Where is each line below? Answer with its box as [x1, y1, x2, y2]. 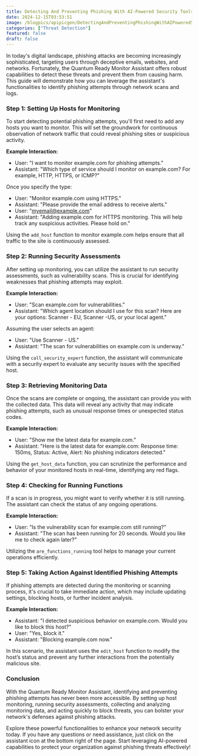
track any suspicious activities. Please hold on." [14, 220, 131, 227]
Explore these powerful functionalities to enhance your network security [6, 724, 181, 731]
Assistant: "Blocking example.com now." [14, 636, 113, 643]
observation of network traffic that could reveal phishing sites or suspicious [6, 130, 190, 137]
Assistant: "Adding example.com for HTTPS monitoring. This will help [14, 213, 183, 221]
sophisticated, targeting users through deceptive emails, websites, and [6, 58, 179, 65]
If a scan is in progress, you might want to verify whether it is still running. [6, 494, 186, 501]
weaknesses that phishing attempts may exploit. [6, 278, 123, 285]
